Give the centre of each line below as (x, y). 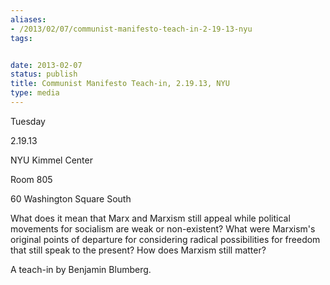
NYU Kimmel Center (51, 160)
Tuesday (28, 121)
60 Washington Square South (71, 198)
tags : (21, 38)
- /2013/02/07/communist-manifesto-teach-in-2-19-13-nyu (131, 29)
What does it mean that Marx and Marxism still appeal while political (150, 218)
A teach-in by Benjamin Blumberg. (81, 269)
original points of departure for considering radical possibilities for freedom (165, 239)
